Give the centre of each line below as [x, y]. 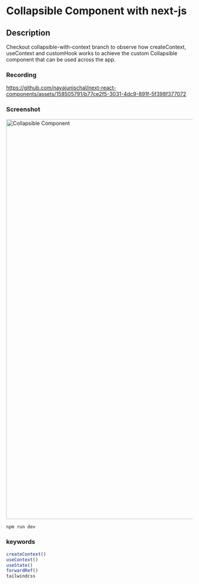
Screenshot [23, 110]
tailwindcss [21, 576]
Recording [21, 75]
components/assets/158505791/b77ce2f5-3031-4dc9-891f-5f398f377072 [96, 94]
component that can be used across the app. [61, 60]
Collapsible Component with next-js [97, 11]
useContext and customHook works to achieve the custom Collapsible [92, 53]
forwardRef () [22, 571]
